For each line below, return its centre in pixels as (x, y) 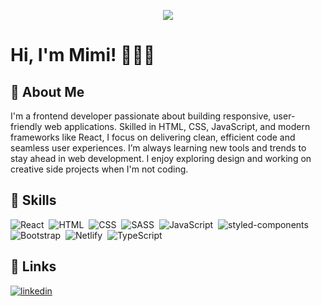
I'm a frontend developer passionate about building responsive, (141, 116)
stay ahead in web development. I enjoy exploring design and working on (161, 158)
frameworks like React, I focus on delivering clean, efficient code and (153, 137)
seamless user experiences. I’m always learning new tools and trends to (158, 148)
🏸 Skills (33, 200)
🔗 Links (33, 266)
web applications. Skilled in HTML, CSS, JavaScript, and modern (177, 126)
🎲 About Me (47, 91)
